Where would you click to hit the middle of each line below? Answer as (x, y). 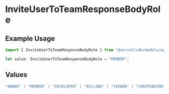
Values (16, 75)
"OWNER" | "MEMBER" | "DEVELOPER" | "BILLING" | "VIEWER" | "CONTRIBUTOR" (85, 86)
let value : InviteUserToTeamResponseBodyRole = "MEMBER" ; (67, 59)
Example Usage (30, 38)
